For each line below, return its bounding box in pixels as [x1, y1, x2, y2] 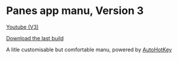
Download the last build [6, 34, 64, 41]
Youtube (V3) [6, 23, 39, 30]
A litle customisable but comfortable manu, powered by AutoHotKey [6, 46, 172, 53]
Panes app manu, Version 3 [6, 4, 144, 18]
